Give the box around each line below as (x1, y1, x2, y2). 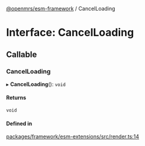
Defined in (6, 120, 33, 127)
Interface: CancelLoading (6, 26, 134, 39)
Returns (6, 94, 27, 101)
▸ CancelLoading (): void (6, 80, 66, 88)
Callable (6, 49, 37, 59)
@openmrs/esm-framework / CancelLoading (6, 5, 115, 12)
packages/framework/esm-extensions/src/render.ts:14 (6, 133, 140, 140)
